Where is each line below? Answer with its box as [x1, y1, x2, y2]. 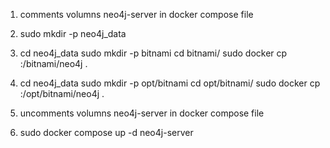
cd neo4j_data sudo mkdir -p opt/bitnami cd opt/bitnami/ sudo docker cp [19, 77, 321, 89]
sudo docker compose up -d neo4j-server [19, 127, 194, 138]
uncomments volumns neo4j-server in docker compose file [19, 107, 265, 119]
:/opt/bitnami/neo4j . [19, 88, 105, 99]
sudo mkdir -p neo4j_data [19, 28, 127, 39]
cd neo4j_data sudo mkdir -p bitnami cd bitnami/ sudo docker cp [19, 47, 288, 59]
